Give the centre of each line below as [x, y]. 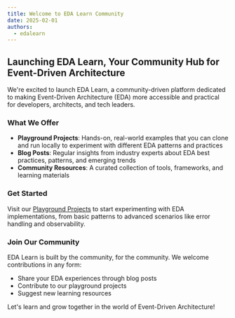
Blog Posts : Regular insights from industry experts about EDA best [114, 153]
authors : [20, 27]
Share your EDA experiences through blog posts [87, 278]
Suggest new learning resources [65, 293]
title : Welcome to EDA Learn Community [66, 14]
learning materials [43, 175]
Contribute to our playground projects [72, 286]
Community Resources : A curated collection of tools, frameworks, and [120, 168]
